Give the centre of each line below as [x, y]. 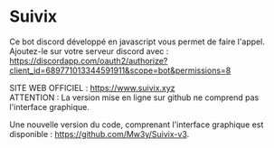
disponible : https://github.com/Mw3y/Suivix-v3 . [99, 134]
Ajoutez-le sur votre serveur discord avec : [89, 51]
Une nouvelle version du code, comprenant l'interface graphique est [137, 125]
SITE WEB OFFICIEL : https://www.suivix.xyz [92, 88]
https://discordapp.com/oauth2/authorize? [89, 60]
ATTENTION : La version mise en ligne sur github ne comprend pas [134, 97]
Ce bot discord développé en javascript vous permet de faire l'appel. [137, 42]
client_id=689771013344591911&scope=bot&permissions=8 [120, 70]
